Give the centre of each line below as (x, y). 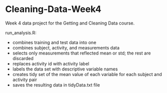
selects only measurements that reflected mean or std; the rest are (81, 53)
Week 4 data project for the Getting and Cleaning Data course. (70, 23)
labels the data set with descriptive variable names (65, 69)
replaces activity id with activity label (51, 63)
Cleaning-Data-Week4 (53, 9)
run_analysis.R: (21, 32)
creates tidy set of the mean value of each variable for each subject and (87, 74)
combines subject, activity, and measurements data (66, 47)
